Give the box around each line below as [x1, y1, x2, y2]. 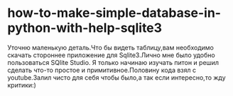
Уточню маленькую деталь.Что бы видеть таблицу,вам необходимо [7, 43, 215, 52]
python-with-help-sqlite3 [7, 20, 162, 36]
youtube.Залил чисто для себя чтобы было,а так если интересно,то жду [7, 73, 226, 82]
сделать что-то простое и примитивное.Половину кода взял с [7, 66, 197, 74]
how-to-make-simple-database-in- [7, 5, 222, 21]
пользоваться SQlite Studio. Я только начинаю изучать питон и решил [7, 58, 219, 66]
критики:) [7, 80, 37, 89]
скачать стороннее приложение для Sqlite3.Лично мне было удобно [7, 51, 215, 59]
